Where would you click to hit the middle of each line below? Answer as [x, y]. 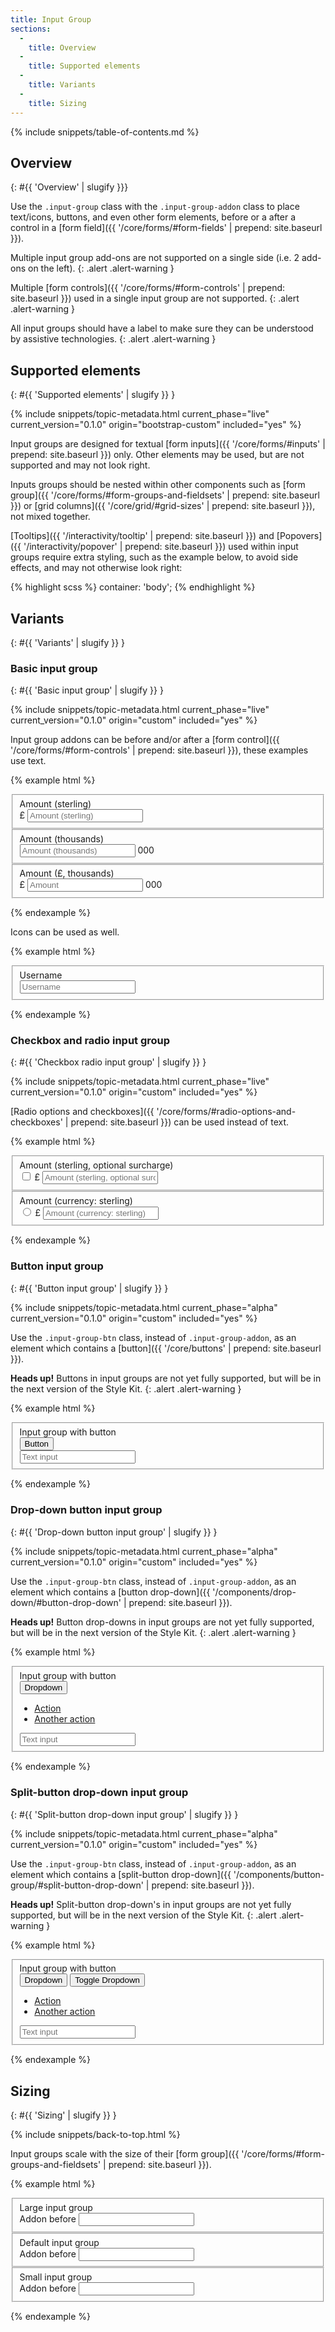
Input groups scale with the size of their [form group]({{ [125, 2154]
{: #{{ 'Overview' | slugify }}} [69, 187]
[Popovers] [299, 536]
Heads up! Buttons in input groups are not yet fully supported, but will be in [166, 1378]
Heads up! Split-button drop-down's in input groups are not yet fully [151, 1904]
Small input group [56, 2277]
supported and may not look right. [80, 465]
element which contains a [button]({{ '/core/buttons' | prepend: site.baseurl [166, 1348]
